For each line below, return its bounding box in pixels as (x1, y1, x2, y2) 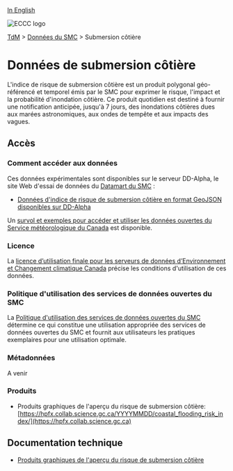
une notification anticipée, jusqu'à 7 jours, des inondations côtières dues (7, 102, 216, 111)
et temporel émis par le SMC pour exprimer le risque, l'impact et (36, 87, 220, 96)
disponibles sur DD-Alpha (17, 202, 92, 211)
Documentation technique (7, 437, 123, 449)
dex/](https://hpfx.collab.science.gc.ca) (17, 417, 132, 425)
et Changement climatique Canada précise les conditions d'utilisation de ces (7, 264, 227, 272)
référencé (7, 87, 35, 96)
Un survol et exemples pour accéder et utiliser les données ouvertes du (7, 216, 212, 224)
